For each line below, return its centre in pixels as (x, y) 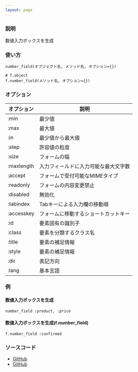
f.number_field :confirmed (33, 334)
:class (15, 232)
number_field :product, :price (38, 311)
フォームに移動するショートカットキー (85, 214)
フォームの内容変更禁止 (67, 185)
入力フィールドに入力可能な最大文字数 (85, 166)
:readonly (19, 185)
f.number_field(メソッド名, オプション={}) (48, 81)
